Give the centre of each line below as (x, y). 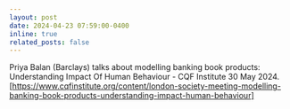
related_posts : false (50, 42)
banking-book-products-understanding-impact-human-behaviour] (132, 96)
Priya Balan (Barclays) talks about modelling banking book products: (135, 67)
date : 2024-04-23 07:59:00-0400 (69, 26)
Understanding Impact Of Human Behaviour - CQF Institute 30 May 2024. (145, 77)
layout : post (33, 17)
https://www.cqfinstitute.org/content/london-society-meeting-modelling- (146, 86)
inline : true (33, 34)
